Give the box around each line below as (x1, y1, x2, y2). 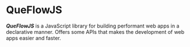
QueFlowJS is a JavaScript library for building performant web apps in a (6, 22, 180, 29)
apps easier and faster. (6, 34, 61, 41)
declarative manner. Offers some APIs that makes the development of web (6, 28, 185, 35)
